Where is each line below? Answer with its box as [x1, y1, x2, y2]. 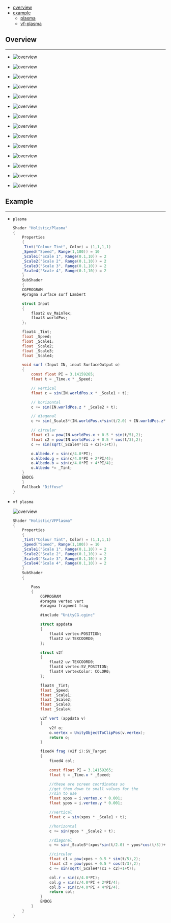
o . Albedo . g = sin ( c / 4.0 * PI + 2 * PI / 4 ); [31, 456, 113, 461]
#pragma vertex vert [40, 599, 84, 604]
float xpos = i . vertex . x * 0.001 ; [49, 796, 123, 801]
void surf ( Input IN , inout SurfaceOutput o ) [22, 362, 121, 367]
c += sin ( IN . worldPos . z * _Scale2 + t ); [31, 405, 118, 410]
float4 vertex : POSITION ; [49, 631, 102, 636]
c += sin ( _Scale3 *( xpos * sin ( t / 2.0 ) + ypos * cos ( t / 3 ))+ [49, 842, 166, 847]
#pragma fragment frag [40, 603, 89, 608]
